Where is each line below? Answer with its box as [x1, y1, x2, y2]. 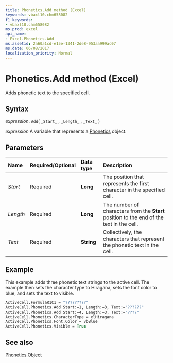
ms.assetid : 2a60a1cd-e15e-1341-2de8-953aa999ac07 [5, 41, 116, 46]
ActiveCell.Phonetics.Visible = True [5, 324, 86, 329]
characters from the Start [102, 208, 165, 215]
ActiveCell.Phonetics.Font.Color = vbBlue [5, 319, 98, 324]
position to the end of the [102, 214, 164, 221]
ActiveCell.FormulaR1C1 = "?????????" [5, 300, 89, 305]
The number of [102, 201, 139, 208]
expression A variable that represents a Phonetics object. [5, 128, 127, 134]
